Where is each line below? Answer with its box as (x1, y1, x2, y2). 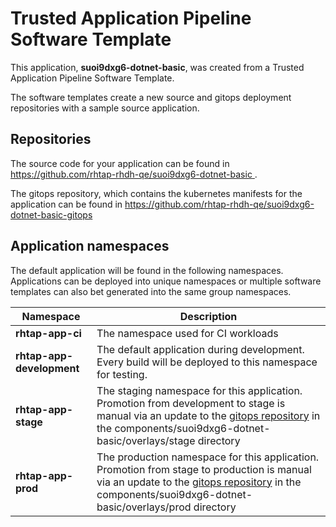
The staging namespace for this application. (96, 383, 303, 397)
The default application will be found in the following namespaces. (10, 264, 284, 276)
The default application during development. (96, 342, 305, 356)
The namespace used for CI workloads (96, 326, 279, 340)
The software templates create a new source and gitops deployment (10, 91, 292, 103)
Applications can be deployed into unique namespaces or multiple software (10, 275, 322, 287)
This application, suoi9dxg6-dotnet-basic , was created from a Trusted (10, 61, 305, 73)
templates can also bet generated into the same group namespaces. (10, 285, 292, 297)
